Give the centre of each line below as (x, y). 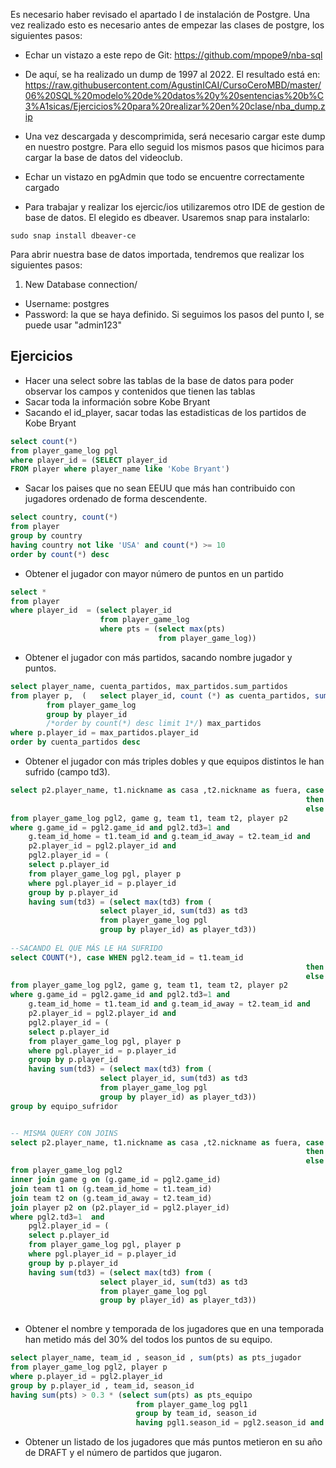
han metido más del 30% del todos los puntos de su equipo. (148, 1340)
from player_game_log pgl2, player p (89, 1367)
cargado (42, 187)
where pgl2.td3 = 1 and (57, 1217)
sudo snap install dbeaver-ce (73, 236)
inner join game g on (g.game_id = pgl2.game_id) (116, 1180)
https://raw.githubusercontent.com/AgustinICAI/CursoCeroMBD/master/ (173, 85)
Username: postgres (67, 303)
